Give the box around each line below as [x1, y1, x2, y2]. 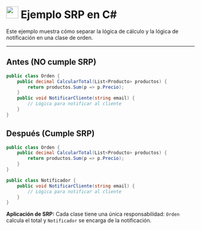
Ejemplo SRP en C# [20, 8, 117, 22]
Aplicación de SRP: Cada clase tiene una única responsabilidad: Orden [6, 210, 180, 218]
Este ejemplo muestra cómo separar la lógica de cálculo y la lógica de [6, 28, 179, 35]
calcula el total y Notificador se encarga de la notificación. [6, 217, 152, 224]
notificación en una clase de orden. [6, 34, 93, 41]
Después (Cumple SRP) [6, 129, 95, 139]
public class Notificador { [6, 177, 77, 183]
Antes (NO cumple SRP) [6, 57, 97, 67]
